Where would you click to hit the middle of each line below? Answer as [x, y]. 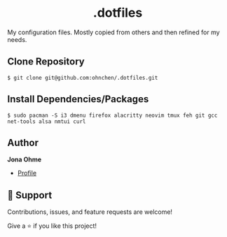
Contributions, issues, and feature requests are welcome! [90, 212]
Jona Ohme [25, 159]
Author [23, 142]
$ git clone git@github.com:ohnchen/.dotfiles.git [83, 78]
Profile [27, 173]
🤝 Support [30, 195]
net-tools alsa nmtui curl [47, 121]
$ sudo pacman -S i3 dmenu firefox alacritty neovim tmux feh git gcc [112, 115]
